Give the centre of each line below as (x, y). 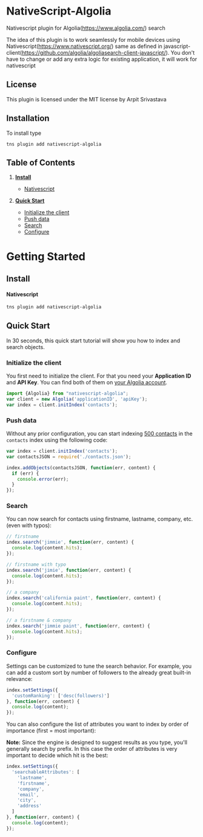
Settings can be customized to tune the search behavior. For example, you (99, 666)
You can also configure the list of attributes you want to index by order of (98, 724)
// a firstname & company (39, 620)
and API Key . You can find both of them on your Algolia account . (87, 382)
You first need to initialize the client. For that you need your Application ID (99, 376)
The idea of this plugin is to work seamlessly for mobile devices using (93, 39)
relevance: (19, 679)
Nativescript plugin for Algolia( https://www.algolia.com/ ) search (86, 28)
